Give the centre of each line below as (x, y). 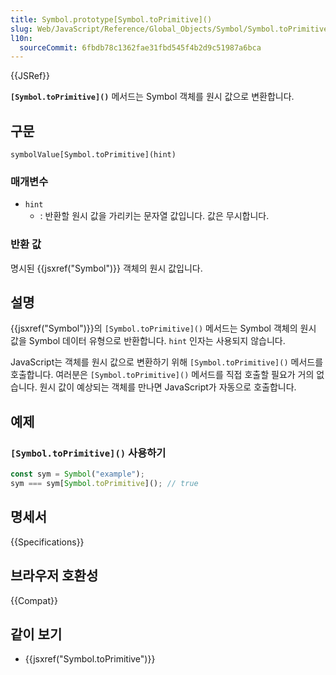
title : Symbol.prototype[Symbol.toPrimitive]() (111, 19)
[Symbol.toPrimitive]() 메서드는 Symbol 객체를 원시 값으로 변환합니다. (152, 97)
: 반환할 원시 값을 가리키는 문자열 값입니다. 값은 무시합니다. (154, 216)
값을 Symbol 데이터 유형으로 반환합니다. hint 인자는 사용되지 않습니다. (148, 341)
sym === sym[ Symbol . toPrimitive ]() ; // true (104, 484)
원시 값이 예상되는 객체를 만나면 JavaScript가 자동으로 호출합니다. (168, 387)
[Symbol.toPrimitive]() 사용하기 (88, 453)
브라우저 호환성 (54, 576)
